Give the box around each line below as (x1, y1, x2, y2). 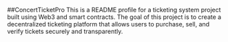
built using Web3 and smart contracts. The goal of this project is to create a (7, 13, 222, 21)
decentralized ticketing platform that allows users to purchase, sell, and (7, 20, 210, 28)
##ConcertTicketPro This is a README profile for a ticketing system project (7, 6, 222, 14)
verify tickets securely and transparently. (7, 27, 123, 35)
